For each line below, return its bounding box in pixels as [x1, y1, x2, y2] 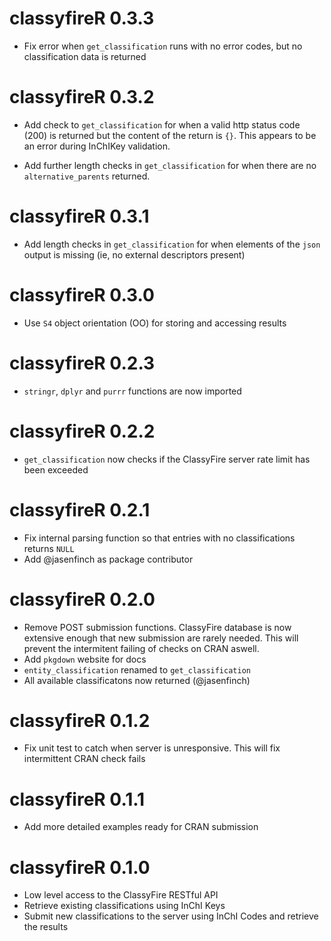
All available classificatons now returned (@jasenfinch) [23, 674, 251, 686]
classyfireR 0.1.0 [9, 856, 151, 879]
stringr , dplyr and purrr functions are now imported [23, 385, 242, 397]
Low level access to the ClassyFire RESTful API [23, 889, 219, 901]
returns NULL [23, 542, 75, 554]
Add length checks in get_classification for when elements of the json [23, 238, 321, 250]
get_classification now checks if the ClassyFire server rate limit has [23, 453, 311, 465]
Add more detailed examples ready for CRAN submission [23, 821, 259, 833]
